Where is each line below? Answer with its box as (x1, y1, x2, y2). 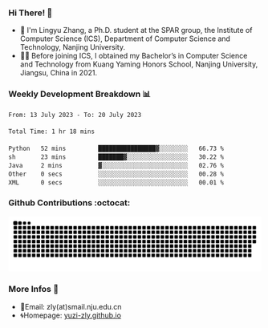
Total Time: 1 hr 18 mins (8, 128, 95, 136)
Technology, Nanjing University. (19, 43, 126, 52)
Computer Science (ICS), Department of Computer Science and (19, 34, 231, 43)
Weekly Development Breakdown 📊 (8, 88, 151, 99)
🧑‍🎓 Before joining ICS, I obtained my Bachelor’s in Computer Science (19, 51, 248, 61)
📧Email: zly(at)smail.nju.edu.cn (19, 302, 122, 311)
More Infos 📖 (8, 284, 59, 295)
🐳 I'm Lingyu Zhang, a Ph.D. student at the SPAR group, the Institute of (19, 26, 253, 35)
